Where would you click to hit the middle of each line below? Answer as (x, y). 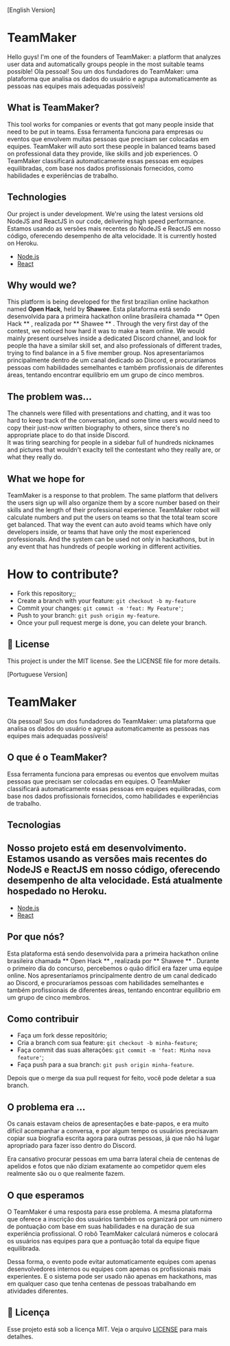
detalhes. (20, 1336)
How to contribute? (63, 575)
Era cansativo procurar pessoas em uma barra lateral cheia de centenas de (113, 1159)
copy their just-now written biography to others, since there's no (99, 428)
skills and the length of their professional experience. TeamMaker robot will (114, 510)
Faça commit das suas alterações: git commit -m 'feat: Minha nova (114, 1050)
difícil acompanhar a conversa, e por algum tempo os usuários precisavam (113, 1131)
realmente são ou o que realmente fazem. (66, 1174)
